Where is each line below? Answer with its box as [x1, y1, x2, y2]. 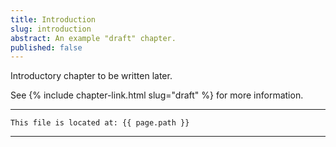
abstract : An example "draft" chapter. [10, 33, 177, 43]
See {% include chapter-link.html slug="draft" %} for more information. [10, 89, 304, 101]
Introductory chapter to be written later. [10, 70, 173, 82]
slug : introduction [10, 24, 92, 34]
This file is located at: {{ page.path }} [10, 118, 190, 128]
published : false [10, 42, 83, 53]
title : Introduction [10, 14, 97, 25]
